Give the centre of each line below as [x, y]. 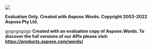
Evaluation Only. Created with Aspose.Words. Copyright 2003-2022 [76, 16]
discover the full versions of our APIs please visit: [57, 36]
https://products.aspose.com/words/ [44, 41]
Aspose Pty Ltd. [22, 22]
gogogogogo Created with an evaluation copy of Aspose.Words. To [75, 31]
